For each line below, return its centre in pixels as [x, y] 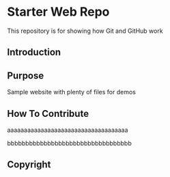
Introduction [34, 52]
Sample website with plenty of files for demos [72, 92]
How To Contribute [48, 113]
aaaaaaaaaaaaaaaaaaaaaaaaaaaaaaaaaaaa [68, 130]
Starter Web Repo [58, 12]
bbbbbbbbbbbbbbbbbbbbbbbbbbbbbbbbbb [69, 143]
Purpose [26, 76]
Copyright [29, 165]
